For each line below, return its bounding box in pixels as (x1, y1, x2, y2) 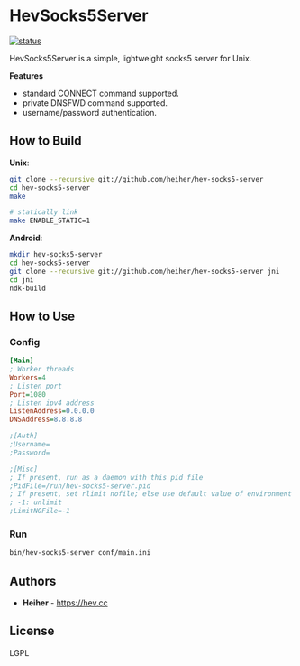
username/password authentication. (22, 107, 158, 117)
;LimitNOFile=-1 (9, 507, 70, 516)
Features (9, 70, 43, 81)
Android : (9, 232, 43, 244)
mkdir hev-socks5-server (9, 250, 103, 259)
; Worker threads (9, 365, 75, 374)
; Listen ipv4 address (9, 399, 95, 408)
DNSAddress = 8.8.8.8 (9, 415, 83, 425)
